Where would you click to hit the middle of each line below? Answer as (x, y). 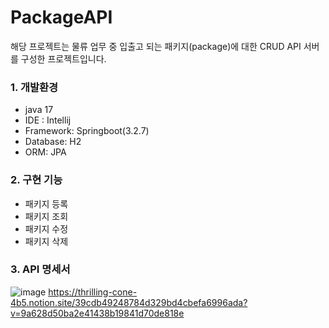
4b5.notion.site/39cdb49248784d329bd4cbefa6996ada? (129, 302)
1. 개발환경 (34, 87)
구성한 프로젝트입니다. (63, 58)
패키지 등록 (46, 203)
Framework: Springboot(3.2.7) (87, 131)
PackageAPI (61, 17)
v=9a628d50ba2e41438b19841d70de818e (97, 313)
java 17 (39, 110)
